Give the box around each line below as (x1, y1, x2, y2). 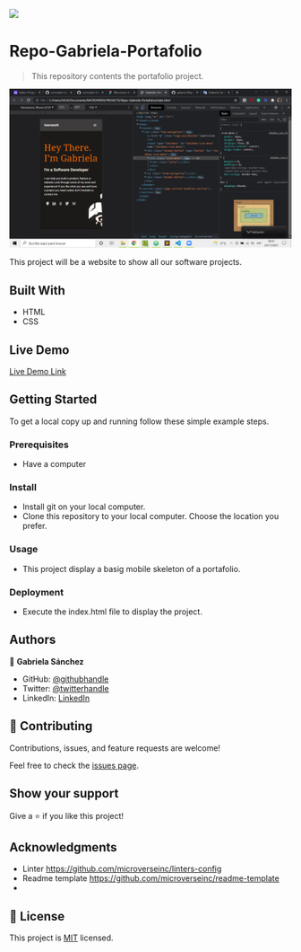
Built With (9, 283, 65, 298)
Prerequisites (9, 438, 69, 451)
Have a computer (21, 459, 87, 470)
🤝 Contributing (9, 718, 93, 734)
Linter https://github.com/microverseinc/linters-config (21, 863, 222, 875)
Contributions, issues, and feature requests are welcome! (9, 742, 221, 754)
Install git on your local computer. (21, 501, 146, 512)
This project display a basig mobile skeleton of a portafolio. (21, 563, 241, 574)
